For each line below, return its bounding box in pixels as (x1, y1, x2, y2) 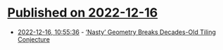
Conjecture (17, 35, 51, 43)
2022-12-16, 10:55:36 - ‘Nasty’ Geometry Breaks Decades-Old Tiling (17, 28, 217, 36)
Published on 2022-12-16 (7, 5, 158, 21)
